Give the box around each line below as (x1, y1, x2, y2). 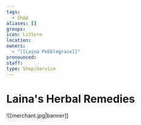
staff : (6, 60, 23, 66)
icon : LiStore (6, 32, 43, 38)
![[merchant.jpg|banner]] (6, 112, 69, 120)
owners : (6, 43, 26, 49)
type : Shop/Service (6, 65, 56, 72)
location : (6, 37, 32, 43)
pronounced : (6, 54, 37, 60)
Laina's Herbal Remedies (6, 92, 136, 105)
